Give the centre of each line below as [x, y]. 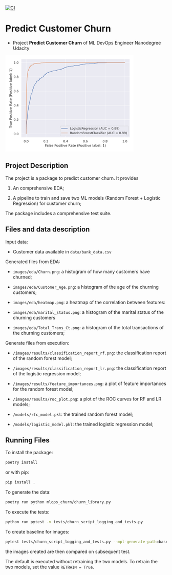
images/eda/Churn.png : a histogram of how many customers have [81, 271]
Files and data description [48, 230]
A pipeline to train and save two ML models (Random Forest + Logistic [87, 198]
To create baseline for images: [37, 531]
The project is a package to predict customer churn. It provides [72, 178]
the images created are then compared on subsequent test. [68, 551]
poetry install [21, 463]
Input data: [17, 242]
